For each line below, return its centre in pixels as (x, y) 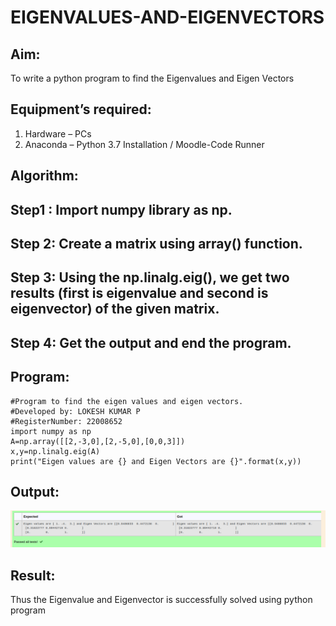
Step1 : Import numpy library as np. (121, 209)
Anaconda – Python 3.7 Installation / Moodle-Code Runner (144, 144)
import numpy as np (51, 431)
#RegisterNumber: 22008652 (66, 421)
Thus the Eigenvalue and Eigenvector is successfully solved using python (161, 600)
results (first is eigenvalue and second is (139, 293)
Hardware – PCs (58, 133)
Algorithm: (44, 176)
